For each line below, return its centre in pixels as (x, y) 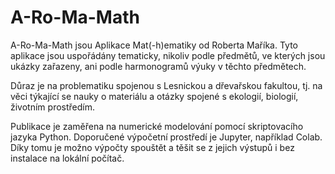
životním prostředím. (52, 107)
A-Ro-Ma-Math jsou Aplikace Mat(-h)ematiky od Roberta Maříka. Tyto (154, 45)
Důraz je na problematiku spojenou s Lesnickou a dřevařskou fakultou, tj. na (166, 85)
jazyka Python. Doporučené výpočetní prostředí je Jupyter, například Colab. (166, 137)
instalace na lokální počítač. (67, 158)
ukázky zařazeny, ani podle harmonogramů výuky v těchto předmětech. (158, 66)
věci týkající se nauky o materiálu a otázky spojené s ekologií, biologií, (154, 96)
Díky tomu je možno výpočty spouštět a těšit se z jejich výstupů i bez (152, 147)
